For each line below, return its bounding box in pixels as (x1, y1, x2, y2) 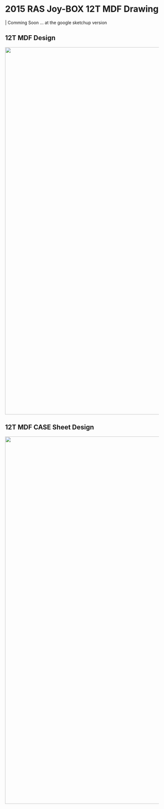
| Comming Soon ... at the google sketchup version (5, 20, 107, 25)
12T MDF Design (5, 34, 56, 42)
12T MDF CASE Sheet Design (5, 423, 94, 431)
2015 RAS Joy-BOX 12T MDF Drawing (5, 3, 159, 15)
